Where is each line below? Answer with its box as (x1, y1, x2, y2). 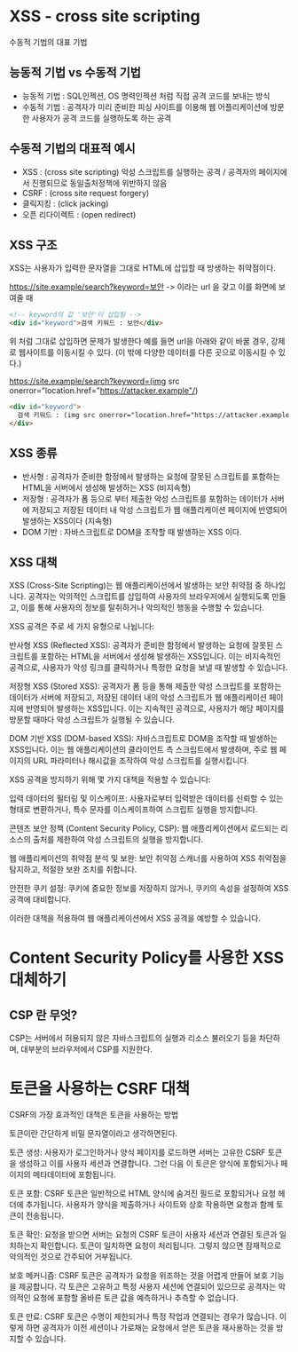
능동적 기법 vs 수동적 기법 (9, 65, 142, 81)
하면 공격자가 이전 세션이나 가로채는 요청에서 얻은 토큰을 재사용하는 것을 (25, 1323, 275, 1333)
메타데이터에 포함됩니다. (32, 1169, 117, 1180)
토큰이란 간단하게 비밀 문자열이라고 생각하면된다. (9, 1128, 178, 1139)
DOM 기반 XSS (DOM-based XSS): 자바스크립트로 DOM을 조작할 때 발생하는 (9, 733, 278, 744)
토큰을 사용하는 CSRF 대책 (9, 1079, 191, 1098)
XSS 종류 (9, 446, 58, 461)
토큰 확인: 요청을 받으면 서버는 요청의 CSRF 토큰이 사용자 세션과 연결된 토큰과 (9, 1229, 278, 1240)
